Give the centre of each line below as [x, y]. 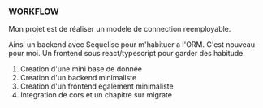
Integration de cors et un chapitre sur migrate [96, 95]
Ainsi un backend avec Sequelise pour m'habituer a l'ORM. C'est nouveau [132, 45]
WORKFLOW [34, 11]
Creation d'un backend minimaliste [78, 78]
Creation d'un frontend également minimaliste [97, 86]
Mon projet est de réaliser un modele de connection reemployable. [120, 29]
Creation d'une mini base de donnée [81, 69]
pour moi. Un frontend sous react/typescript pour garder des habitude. [127, 54]
